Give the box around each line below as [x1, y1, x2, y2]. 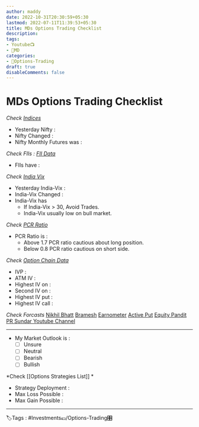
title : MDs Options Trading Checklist [6, 25, 102, 31]
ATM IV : [14, 275, 36, 282]
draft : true [6, 63, 36, 70]
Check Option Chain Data [6, 257, 69, 264]
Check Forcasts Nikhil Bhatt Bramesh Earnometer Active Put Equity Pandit [6, 311, 187, 318]
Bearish [23, 354, 43, 362]
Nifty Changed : [14, 132, 54, 139]
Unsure [23, 341, 42, 348]
